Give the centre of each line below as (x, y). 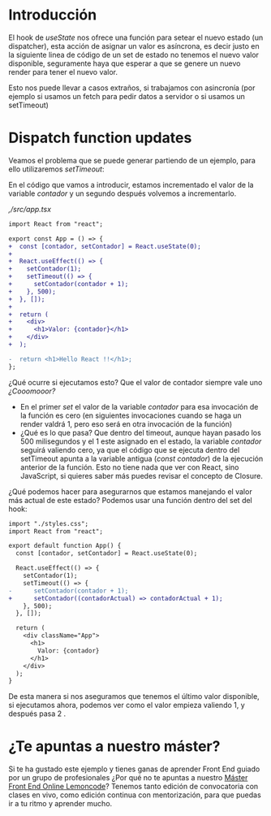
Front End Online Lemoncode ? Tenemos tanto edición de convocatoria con (133, 787)
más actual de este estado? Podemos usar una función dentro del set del (131, 500)
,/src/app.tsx (30, 209)
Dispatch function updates (100, 138)
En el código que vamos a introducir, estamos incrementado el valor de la (131, 184)
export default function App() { (65, 546)
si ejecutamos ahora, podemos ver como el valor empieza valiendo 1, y (127, 705)
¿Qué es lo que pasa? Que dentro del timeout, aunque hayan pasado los (140, 432)
